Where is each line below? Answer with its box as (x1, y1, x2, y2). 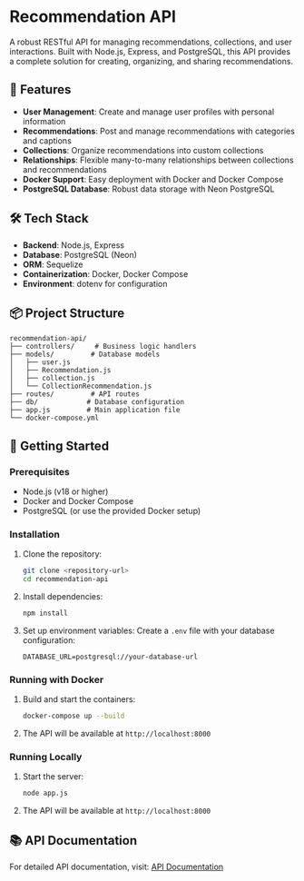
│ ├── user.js (9, 358, 71, 367)
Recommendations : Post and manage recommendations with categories (22, 125, 295, 136)
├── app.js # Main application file (9, 406, 181, 415)
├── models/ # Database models (9, 350, 161, 360)
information (22, 115, 66, 126)
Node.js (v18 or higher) (22, 486, 109, 497)
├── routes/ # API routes (9, 390, 141, 399)
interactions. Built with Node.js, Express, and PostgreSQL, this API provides (9, 45, 291, 56)
